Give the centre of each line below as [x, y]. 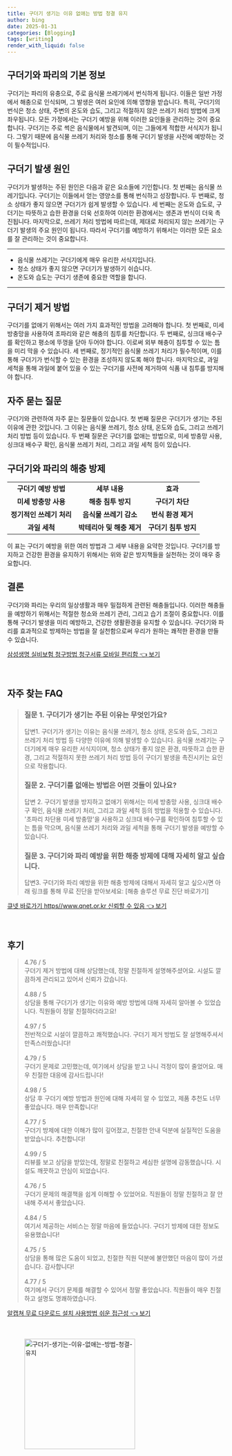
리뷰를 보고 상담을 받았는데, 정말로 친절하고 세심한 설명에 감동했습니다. [119, 1162]
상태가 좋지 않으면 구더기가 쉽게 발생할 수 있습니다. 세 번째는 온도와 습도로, [115, 204]
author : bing [26, 20]
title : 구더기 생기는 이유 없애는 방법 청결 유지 [68, 13]
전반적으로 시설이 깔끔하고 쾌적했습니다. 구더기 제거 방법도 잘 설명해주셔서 [124, 1034]
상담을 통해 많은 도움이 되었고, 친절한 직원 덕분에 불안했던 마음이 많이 [117, 1258]
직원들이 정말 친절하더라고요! [78, 1011]
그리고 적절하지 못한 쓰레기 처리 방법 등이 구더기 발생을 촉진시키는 [122, 757]
